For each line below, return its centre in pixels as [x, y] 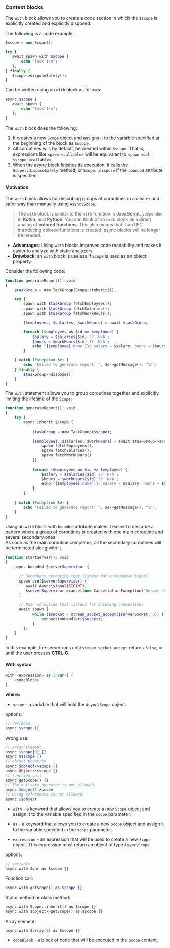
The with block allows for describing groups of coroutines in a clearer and [82, 198]
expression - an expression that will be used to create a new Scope [81, 839]
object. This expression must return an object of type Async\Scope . [81, 845]
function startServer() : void [37, 558]
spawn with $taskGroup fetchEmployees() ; [68, 304]
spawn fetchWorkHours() [67, 455]
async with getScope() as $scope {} [44, 888]
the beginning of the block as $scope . [51, 143]
